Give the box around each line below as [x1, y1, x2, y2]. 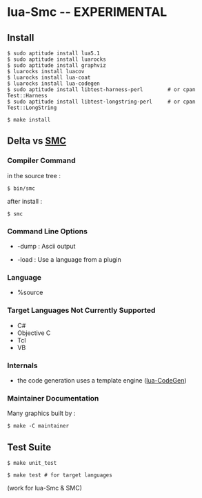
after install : [7, 197, 43, 205]
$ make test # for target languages [7, 471, 112, 479]
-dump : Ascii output [17, 242, 76, 250]
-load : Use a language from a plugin [17, 255, 122, 263]
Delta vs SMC [7, 135, 67, 147]
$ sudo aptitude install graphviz [7, 62, 107, 69]
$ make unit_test [7, 459, 57, 466]
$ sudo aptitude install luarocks [7, 56, 107, 63]
